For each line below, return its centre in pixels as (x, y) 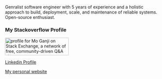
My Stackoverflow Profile (36, 30)
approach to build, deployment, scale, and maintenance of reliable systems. (81, 12)
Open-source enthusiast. (30, 17)
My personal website (26, 72)
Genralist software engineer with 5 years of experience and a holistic (74, 7)
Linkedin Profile (21, 62)
